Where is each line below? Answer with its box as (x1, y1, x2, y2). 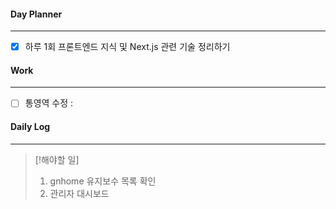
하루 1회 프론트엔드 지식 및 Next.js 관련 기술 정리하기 (24, 41, 231, 53)
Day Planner (10, 8, 63, 20)
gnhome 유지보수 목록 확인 (49, 175, 157, 187)
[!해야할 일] (34, 153, 80, 165)
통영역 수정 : (24, 97, 74, 109)
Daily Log (10, 121, 51, 133)
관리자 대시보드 (49, 187, 110, 199)
